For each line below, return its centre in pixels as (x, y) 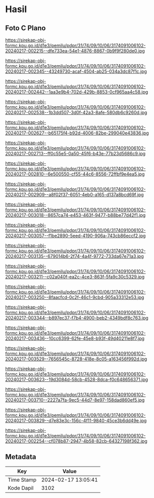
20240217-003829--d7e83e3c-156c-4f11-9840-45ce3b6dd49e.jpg (76, 420)
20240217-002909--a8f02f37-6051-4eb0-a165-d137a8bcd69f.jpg (74, 195)
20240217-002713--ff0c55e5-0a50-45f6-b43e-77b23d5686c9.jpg (75, 153)
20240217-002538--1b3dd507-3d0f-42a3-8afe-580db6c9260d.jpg (76, 112)
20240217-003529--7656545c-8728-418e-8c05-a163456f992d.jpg (76, 359)
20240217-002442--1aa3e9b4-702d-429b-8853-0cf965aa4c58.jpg (77, 92)
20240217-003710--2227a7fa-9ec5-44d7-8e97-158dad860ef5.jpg (75, 400)
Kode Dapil (21, 488)
